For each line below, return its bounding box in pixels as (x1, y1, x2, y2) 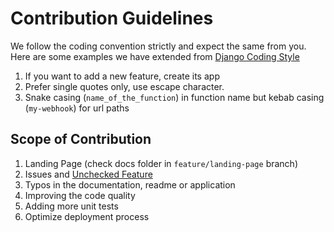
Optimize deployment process (24, 210, 150, 222)
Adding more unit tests (24, 200, 119, 212)
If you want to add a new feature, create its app (24, 70, 220, 82)
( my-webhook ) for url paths (24, 102, 130, 114)
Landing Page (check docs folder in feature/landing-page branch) (24, 157, 298, 169)
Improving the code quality (24, 189, 136, 201)
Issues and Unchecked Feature (24, 168, 153, 180)
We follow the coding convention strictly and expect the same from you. (10, 40, 307, 52)
